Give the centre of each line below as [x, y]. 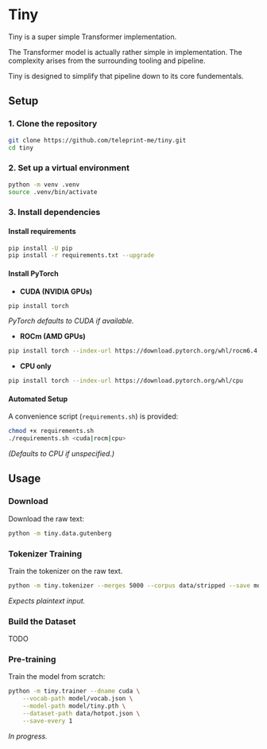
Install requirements [43, 231]
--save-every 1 [48, 721]
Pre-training [32, 660]
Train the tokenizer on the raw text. [66, 571]
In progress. [28, 736]
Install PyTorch [33, 273]
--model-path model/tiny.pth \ [74, 706]
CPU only [35, 366]
